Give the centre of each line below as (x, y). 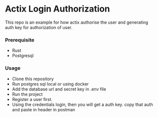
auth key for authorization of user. (39, 27)
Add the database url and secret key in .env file (59, 89)
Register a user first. (32, 99)
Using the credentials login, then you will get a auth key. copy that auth (82, 104)
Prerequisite (20, 40)
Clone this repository (33, 79)
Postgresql (23, 56)
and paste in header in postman (43, 109)
